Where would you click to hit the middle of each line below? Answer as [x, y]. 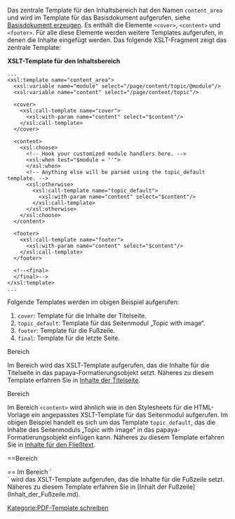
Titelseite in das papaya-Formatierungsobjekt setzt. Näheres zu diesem [110, 373]
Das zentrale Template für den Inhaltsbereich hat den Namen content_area [115, 10]
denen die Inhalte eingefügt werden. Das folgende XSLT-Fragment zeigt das [117, 40]
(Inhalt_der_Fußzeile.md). [44, 494]
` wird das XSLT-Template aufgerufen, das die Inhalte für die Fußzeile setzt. [116, 479]
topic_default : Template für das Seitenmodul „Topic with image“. [111, 323]
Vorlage [19, 415]
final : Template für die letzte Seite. [69, 338]
